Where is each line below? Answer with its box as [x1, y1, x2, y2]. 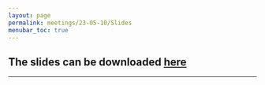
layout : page [8, 11, 51, 20]
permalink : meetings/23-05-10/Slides [8, 19, 132, 27]
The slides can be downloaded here [8, 55, 187, 68]
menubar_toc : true [8, 26, 69, 34]
